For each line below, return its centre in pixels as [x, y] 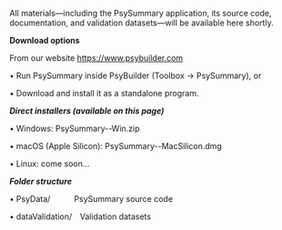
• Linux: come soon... [50, 164]
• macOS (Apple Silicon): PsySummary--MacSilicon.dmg [116, 146]
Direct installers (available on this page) [87, 111]
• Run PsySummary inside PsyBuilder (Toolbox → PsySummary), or [136, 75]
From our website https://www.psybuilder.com [96, 58]
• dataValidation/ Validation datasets [81, 216]
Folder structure [41, 181]
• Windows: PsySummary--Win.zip [75, 128]
